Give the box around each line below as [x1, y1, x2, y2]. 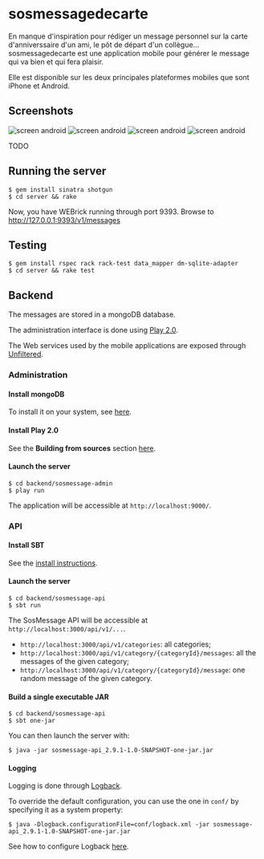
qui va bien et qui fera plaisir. [8, 57, 104, 67]
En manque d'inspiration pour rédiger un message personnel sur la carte [8, 31, 249, 41]
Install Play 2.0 [8, 425, 59, 435]
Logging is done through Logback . [8, 781, 123, 791]
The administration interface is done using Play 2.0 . [8, 326, 178, 335]
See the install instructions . [8, 558, 98, 568]
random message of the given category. [19, 674, 152, 683]
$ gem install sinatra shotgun [8, 185, 113, 193]
